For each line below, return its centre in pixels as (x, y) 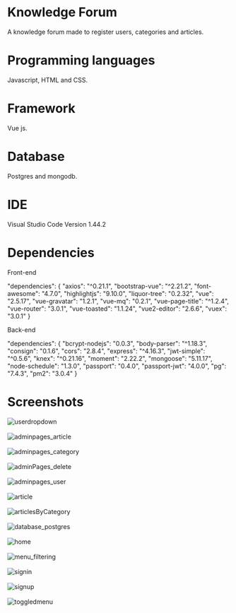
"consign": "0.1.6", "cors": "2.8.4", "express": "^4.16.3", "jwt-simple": (106, 351)
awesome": (24, 293)
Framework (41, 108)
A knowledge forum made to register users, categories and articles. (106, 32)
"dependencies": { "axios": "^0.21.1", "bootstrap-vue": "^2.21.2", (100, 286)
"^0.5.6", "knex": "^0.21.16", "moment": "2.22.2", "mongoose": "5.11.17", (110, 358)
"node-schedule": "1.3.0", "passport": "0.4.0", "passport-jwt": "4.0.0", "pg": (117, 366)
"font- (203, 286)
